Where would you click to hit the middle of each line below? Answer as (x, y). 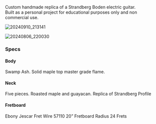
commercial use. (22, 17)
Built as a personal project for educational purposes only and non (71, 12)
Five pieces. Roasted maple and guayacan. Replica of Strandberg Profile (78, 94)
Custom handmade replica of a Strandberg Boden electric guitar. (70, 7)
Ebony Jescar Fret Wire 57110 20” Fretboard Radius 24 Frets (66, 116)
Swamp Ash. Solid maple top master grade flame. (55, 72)
